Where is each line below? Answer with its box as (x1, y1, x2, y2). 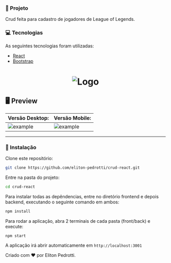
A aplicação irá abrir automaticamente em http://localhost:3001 (5, 242, 142, 249)
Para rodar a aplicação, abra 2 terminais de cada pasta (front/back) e (5, 218, 151, 224)
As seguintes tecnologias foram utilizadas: (5, 43, 94, 49)
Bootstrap (12, 58, 34, 64)
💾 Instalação (5, 144, 37, 151)
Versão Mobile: (53, 114, 92, 121)
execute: (5, 223, 24, 229)
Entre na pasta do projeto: (5, 174, 60, 180)
